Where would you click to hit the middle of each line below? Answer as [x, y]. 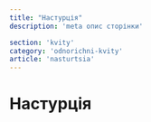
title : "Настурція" [46, 18]
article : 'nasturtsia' [52, 60]
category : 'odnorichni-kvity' [66, 51]
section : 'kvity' [42, 42]
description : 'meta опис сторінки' [76, 26]
